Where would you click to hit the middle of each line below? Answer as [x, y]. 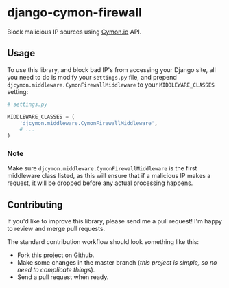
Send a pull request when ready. [63, 277]
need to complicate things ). [56, 270]
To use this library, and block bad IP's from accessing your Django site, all [111, 69]
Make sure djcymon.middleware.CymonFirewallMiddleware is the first [102, 168]
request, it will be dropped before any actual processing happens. [100, 183]
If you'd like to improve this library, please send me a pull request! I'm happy [115, 221]
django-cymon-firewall [75, 13]
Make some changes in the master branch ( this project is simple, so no [117, 263]
